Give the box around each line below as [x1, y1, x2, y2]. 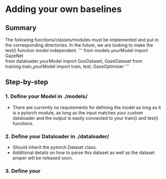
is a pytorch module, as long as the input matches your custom [12, 109, 143, 116]
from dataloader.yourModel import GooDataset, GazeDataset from [5, 58, 142, 64]
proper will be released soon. [12, 154, 73, 161]
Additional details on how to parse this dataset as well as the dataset [12, 149, 155, 155]
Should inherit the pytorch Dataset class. [12, 144, 97, 150]
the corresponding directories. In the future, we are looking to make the [5, 42, 153, 48]
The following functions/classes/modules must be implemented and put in [5, 37, 159, 43]
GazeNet [5, 53, 24, 59]
